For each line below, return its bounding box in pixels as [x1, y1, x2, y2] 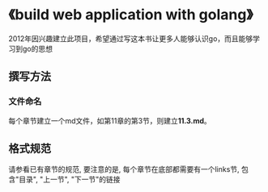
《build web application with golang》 [8, 6, 253, 24]
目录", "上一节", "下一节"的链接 [19, 174, 121, 185]
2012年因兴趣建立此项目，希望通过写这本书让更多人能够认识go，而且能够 [8, 33, 253, 44]
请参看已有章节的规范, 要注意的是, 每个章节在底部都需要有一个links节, [8, 165, 240, 174]
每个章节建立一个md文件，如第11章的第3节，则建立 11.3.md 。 [8, 115, 212, 125]
